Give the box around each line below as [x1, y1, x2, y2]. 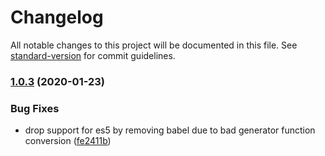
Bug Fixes [10, 101, 60, 115]
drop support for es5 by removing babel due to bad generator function [24, 124, 316, 136]
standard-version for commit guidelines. [10, 49, 176, 61]
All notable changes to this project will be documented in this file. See [10, 39, 298, 51]
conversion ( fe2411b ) [24, 135, 112, 147]
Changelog [10, 6, 104, 29]
